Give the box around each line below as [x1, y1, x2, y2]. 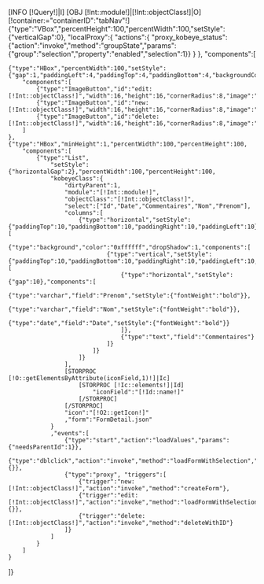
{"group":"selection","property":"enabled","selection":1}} [8, 50, 192, 58]
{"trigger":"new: [78, 478, 135, 486]
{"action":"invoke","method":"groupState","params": [8, 41, 177, 50]
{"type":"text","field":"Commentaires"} [120, 333, 255, 341]
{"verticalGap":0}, [8, 32, 67, 42]
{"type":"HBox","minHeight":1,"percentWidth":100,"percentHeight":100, [8, 140, 247, 148]
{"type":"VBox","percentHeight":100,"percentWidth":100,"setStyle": [8, 24, 225, 33]
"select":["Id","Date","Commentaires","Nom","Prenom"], [64, 202, 251, 210]
